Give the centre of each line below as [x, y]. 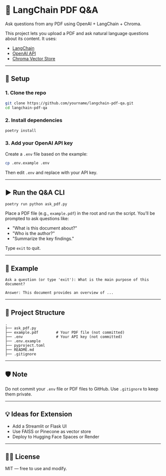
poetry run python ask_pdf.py [36, 204]
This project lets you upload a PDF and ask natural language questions [77, 33]
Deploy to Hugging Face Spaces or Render [56, 436]
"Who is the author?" [34, 234]
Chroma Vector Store [34, 58]
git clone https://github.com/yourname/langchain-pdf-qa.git [69, 103]
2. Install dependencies [34, 120]
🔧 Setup [18, 79]
